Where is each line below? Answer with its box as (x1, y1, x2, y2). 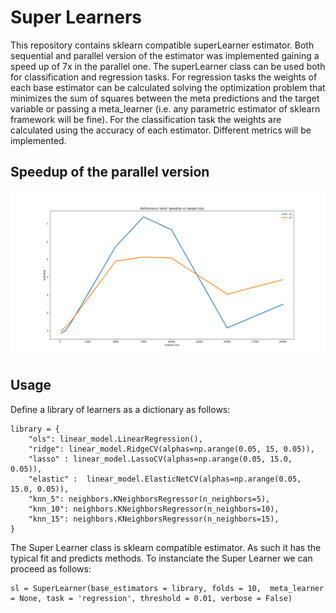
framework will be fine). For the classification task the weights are (10, 113, 282, 125)
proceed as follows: (10, 562, 92, 575)
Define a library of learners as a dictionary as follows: (10, 403, 231, 415)
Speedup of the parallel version (10, 164, 210, 181)
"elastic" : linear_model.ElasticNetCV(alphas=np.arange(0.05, (28, 474, 302, 484)
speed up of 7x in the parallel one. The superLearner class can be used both (10, 60, 326, 72)
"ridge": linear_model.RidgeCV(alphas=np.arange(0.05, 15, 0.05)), (28, 444, 315, 454)
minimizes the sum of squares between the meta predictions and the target (10, 92, 320, 104)
